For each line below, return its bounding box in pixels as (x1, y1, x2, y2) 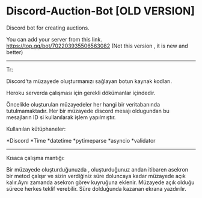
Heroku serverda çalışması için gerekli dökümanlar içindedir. (6, 89, 156, 96)
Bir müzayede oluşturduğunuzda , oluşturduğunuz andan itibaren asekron (6, 166, 188, 173)
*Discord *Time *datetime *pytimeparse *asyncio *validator (6, 137, 156, 144)
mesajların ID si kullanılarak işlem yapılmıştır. (6, 113, 116, 121)
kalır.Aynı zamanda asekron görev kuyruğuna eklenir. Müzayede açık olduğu (6, 179, 195, 186)
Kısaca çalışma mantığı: (6, 154, 65, 161)
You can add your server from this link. (6, 36, 102, 43)
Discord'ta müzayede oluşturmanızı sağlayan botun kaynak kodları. (6, 77, 173, 85)
